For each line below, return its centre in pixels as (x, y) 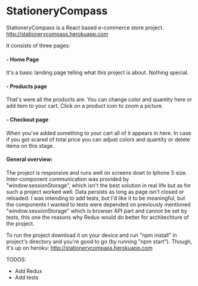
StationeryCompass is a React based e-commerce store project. (85, 28)
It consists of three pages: (38, 45)
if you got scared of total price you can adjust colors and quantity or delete (98, 139)
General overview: (30, 159)
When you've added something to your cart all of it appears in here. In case (99, 133)
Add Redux (28, 271)
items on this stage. (30, 145)
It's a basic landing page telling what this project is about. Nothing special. (98, 72)
